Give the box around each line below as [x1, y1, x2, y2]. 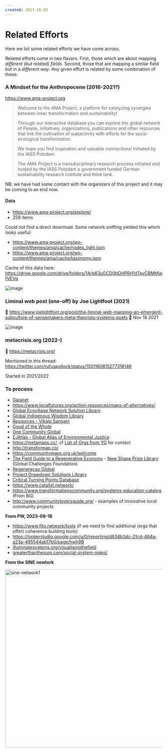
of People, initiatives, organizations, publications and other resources [17, 125, 160, 131]
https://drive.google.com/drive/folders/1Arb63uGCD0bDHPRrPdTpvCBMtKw [5, 270, 162, 276]
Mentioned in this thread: [5, 358, 57, 364]
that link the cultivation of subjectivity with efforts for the [17, 130, 134, 136]
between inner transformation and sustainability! [17, 110, 117, 116]
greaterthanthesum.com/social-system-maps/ [12, 549, 108, 555]
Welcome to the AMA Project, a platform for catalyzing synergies [17, 105, 151, 111]
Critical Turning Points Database [12, 477, 79, 483]
